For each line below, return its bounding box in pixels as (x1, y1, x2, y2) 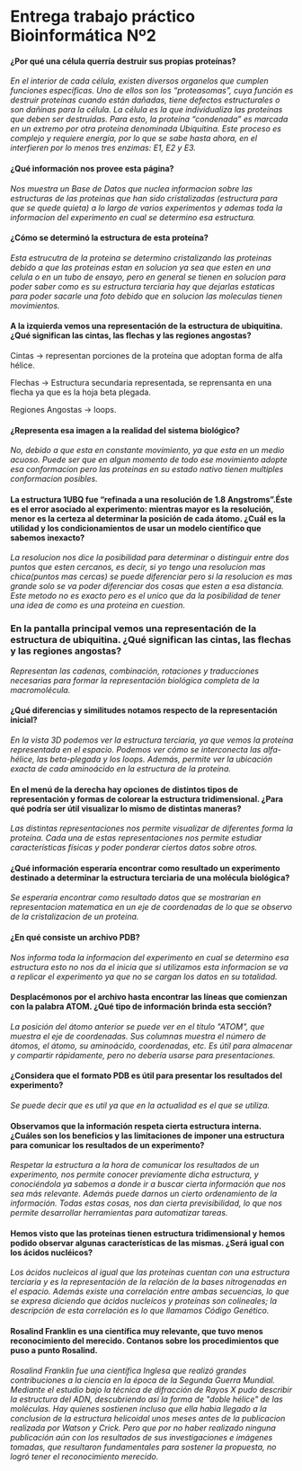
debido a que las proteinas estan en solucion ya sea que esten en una (10, 262, 271, 272)
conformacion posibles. (10, 474, 98, 485)
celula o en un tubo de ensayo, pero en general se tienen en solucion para (10, 272, 287, 282)
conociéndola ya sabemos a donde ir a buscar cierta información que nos (10, 1179, 287, 1190)
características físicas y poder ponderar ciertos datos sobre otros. (10, 842, 258, 853)
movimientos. (10, 299, 60, 311)
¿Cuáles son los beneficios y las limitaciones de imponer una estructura (10, 1130, 285, 1141)
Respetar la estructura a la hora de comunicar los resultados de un (10, 1160, 260, 1171)
